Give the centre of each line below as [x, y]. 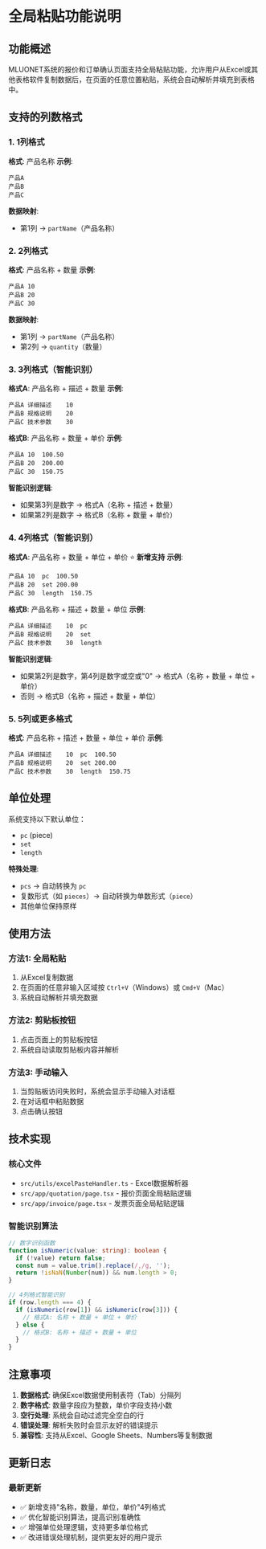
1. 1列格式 [27, 142]
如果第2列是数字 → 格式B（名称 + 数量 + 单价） [98, 515]
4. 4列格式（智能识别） [53, 537]
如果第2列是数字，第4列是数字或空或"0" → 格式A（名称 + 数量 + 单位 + [137, 676]
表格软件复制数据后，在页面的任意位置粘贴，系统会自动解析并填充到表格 [135, 80]
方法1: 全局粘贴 [37, 958]
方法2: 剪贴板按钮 [42, 1020]
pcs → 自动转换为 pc [53, 885]
